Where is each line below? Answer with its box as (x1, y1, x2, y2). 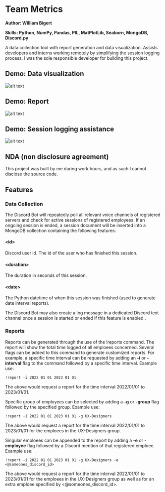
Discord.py (5, 35, 29, 41)
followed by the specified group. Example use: (5, 404, 100, 410)
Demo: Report (5, 97, 49, 106)
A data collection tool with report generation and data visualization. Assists (5, 44, 158, 50)
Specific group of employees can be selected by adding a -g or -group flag (5, 398, 160, 404)
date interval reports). (5, 300, 50, 306)
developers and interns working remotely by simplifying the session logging (5, 50, 160, 56)
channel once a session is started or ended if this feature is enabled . (5, 315, 146, 321)
